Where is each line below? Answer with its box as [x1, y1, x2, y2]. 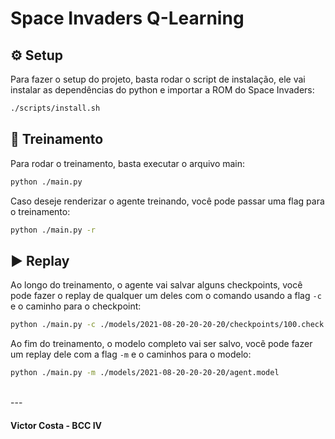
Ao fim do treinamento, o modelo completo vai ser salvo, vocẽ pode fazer [10, 338, 313, 350]
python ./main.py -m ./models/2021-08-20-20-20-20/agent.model [10, 368, 280, 378]
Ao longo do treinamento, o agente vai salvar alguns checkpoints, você [10, 279, 303, 291]
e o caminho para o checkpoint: [10, 300, 142, 312]
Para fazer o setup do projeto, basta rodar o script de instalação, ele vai [10, 73, 306, 85]
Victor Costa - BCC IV [10, 419, 103, 431]
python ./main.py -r [10, 225, 97, 235]
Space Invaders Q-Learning [10, 7, 245, 30]
